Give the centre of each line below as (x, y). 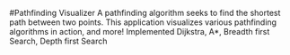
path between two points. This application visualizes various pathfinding (143, 22)
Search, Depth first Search (58, 41)
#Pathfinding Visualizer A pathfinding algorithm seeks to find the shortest (145, 13)
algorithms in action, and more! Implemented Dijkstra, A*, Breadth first (140, 31)
